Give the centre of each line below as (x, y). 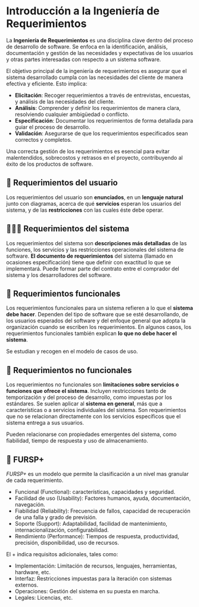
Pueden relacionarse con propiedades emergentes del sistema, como (91, 434)
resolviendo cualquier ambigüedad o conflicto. (72, 114)
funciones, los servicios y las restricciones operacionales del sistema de (95, 249)
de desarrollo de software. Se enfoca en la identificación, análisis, (87, 47)
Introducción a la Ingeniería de (83, 11)
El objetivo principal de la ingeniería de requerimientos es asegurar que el (97, 71)
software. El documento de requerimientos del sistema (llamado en (90, 256)
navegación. (30, 504)
